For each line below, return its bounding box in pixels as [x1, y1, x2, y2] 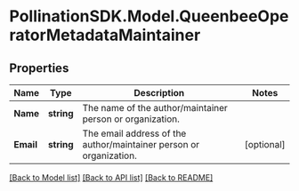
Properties [9, 60, 69, 76]
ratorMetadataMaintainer [9, 25, 201, 45]
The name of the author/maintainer [82, 102, 229, 114]
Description [133, 87, 185, 99]
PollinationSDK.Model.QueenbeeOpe [9, 6, 289, 27]
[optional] [244, 139, 286, 150]
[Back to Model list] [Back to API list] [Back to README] [9, 172, 214, 183]
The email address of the [82, 127, 187, 139]
